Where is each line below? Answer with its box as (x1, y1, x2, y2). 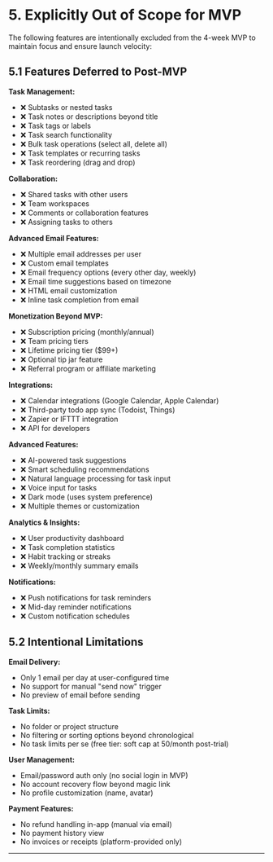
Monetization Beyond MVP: (8, 311, 103, 321)
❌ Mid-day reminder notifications (19, 601, 132, 612)
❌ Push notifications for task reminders (19, 592, 152, 602)
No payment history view (19, 828, 104, 838)
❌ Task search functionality (19, 130, 112, 139)
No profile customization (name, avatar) (19, 788, 154, 798)
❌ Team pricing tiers (19, 336, 89, 345)
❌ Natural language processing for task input (19, 473, 171, 483)
